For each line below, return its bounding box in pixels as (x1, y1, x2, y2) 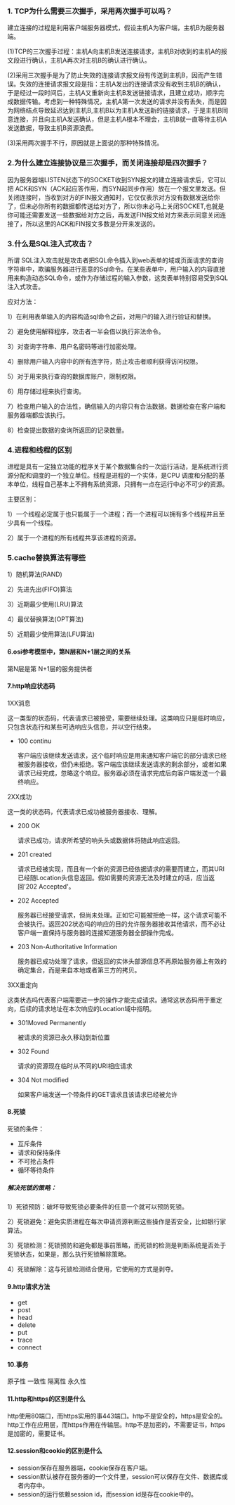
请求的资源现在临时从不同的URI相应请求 (17, 1061, 133, 1070)
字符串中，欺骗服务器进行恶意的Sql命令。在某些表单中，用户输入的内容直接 (7, 265, 226, 273)
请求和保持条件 (17, 1148, 61, 1157)
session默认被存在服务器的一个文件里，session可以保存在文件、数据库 (17, 1472, 222, 1480)
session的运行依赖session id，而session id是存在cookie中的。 (17, 1490, 198, 1498)
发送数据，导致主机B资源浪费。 (7, 124, 98, 132)
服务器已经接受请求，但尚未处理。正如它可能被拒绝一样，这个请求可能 (17, 910, 221, 919)
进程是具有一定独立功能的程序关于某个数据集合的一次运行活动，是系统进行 (7, 462, 222, 471)
